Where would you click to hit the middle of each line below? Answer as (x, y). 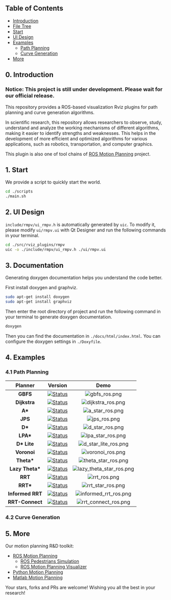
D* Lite (25, 444)
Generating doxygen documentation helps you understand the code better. (84, 278)
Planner (25, 385)
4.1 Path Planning (27, 372)
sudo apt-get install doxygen (38, 297)
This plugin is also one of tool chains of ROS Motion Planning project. (78, 154)
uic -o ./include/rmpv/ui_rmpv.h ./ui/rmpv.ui (56, 249)
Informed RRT (25, 494)
